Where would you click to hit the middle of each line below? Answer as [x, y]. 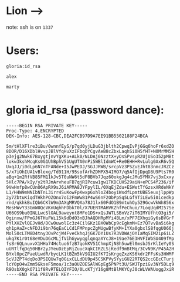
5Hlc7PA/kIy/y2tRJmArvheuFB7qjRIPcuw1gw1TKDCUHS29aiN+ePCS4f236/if [90, 182]
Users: [23, 51]
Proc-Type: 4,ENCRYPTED [35, 131]
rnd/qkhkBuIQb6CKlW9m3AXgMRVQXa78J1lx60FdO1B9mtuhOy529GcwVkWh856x [90, 203]
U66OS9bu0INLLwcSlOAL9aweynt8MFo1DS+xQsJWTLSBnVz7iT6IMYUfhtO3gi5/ [90, 213]
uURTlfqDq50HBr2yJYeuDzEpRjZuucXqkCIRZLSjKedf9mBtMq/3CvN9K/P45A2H [90, 249]
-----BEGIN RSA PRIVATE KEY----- [47, 125]
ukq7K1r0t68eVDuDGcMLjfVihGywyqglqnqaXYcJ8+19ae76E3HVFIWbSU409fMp [90, 239]
